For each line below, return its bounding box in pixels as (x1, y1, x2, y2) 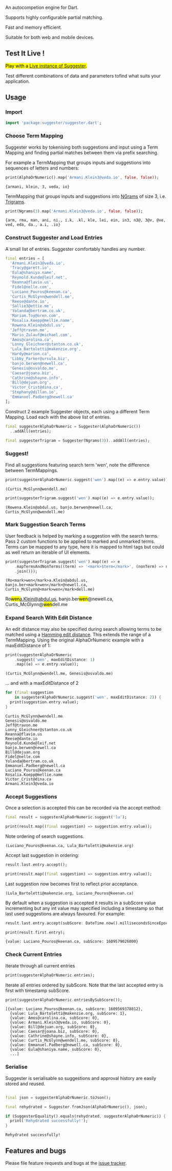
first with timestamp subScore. (5, 987, 70, 994)
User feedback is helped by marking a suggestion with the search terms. (5, 533, 159, 539)
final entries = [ (5, 255, 45, 261)
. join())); (14, 569, 38, 574)
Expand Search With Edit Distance (5, 614, 92, 621)
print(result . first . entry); (5, 930, 66, 935)
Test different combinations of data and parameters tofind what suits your (5, 72, 161, 79)
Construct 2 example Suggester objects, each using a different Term (5, 408, 150, 414)
